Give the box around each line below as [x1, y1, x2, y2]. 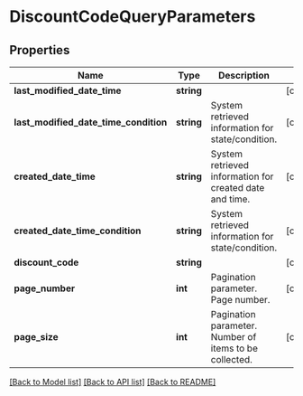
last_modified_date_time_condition [14, 116, 168, 128]
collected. [210, 354, 252, 365]
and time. [210, 193, 251, 205]
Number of [210, 331, 257, 343]
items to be [210, 342, 259, 354]
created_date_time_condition [14, 224, 142, 237]
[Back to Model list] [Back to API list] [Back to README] [9, 377, 216, 387]
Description [217, 70, 271, 81]
